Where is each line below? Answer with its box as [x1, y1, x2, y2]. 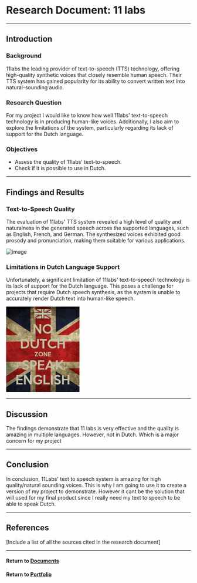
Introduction [6, 34, 53, 44]
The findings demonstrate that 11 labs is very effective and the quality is [6, 425, 179, 432]
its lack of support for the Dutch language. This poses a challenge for [6, 282, 174, 289]
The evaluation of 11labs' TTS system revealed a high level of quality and [6, 218, 182, 225]
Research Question [6, 98, 62, 106]
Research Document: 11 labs [6, 4, 146, 17]
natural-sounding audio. [6, 83, 64, 91]
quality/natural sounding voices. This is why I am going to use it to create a [6, 481, 186, 488]
